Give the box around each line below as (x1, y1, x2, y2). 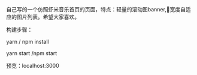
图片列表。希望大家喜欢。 (16, 13, 80, 20)
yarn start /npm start (6, 50, 57, 56)
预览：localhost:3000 (6, 62, 59, 69)
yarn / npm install (6, 38, 49, 45)
